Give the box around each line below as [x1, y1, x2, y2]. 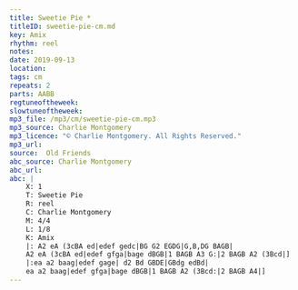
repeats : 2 [9, 81, 51, 90]
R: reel [25, 199, 55, 209]
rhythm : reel [9, 38, 59, 48]
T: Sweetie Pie [25, 191, 84, 200]
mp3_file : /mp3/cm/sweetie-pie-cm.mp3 [9, 115, 156, 124]
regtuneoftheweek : [9, 97, 79, 107]
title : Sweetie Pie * [9, 13, 92, 23]
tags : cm [9, 73, 43, 82]
